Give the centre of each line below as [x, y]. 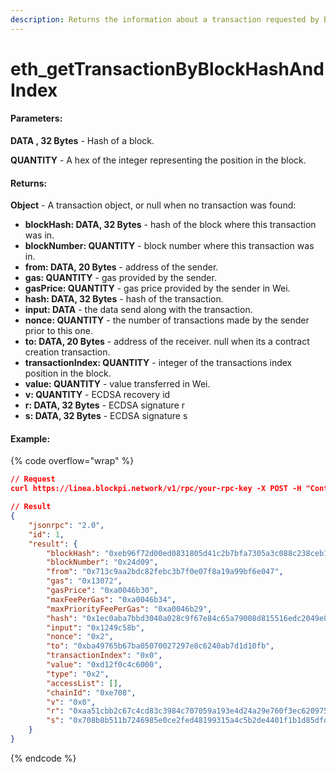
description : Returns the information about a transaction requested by [165, 19]
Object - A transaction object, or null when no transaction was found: [153, 205]
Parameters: [36, 118]
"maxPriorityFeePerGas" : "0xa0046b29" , [129, 609]
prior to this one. [58, 331]
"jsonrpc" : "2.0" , [66, 525]
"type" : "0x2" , [78, 674]
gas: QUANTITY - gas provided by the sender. [120, 278]
